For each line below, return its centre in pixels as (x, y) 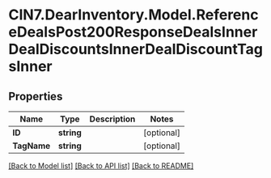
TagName (32, 146)
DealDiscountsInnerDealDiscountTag (135, 49)
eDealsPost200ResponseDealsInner (133, 32)
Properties (36, 96)
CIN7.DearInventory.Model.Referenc (133, 15)
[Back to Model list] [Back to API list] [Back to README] (101, 166)
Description (112, 119)
